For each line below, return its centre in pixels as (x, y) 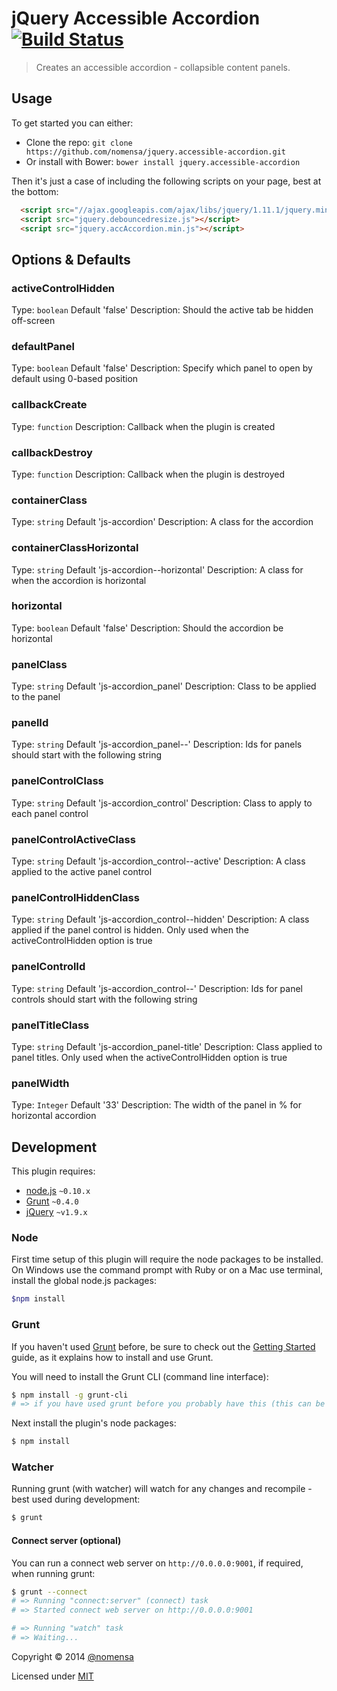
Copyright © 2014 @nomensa (72, 1656)
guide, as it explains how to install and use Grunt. (112, 1357)
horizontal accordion (54, 1116)
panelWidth (40, 1083)
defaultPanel (43, 346)
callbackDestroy (52, 452)
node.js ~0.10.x (58, 1191)
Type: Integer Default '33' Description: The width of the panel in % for (156, 1105)
